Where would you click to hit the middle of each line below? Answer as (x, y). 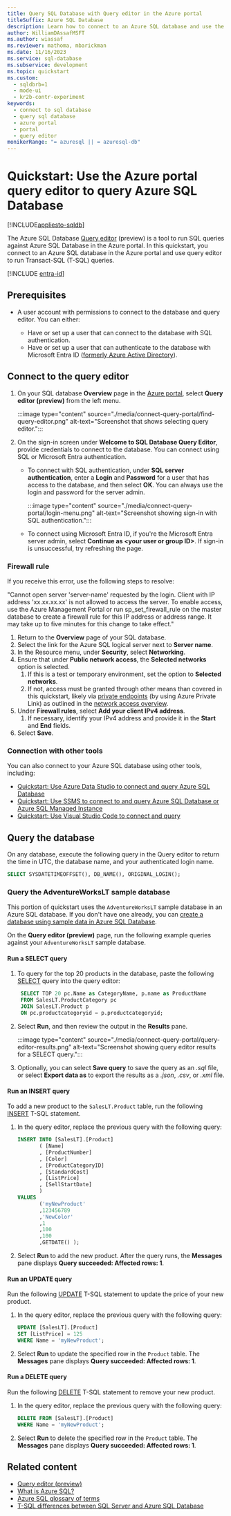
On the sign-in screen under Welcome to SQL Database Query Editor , (117, 442)
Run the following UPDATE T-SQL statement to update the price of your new (115, 1294)
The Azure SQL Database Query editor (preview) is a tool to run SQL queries (116, 238)
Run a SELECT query (37, 958)
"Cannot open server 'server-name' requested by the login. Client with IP (111, 595)
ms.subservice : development (48, 65)
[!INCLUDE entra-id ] (36, 274)
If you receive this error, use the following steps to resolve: (91, 581)
